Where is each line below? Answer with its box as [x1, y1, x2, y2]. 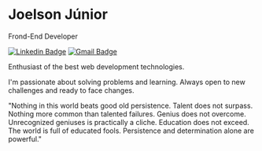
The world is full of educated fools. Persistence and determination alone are [8, 126, 254, 135]
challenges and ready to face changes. [8, 85, 135, 95]
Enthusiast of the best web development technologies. [8, 61, 185, 72]
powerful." [8, 134, 42, 143]
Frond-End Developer [8, 31, 79, 41]
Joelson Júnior [8, 6, 109, 24]
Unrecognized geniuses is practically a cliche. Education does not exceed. [8, 117, 249, 127]
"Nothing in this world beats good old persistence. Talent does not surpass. [8, 101, 253, 110]
